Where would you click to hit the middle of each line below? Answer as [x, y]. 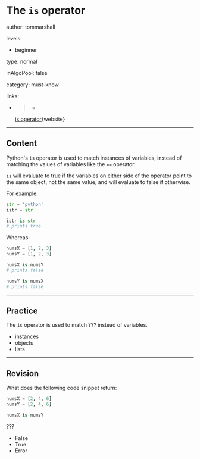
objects [24, 343]
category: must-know [33, 85]
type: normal [22, 61]
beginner [26, 50]
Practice [22, 310]
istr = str [20, 210]
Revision [23, 374]
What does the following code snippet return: [62, 388]
